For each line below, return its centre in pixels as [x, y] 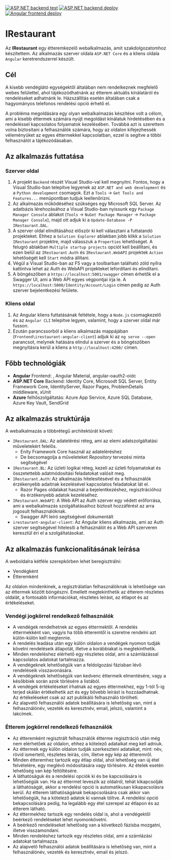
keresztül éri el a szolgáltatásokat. [48, 533]
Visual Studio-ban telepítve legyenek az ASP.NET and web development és [89, 187]
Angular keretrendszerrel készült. [40, 59]
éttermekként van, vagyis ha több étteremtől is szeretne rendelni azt [84, 633]
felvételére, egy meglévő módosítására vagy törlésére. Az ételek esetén [88, 765]
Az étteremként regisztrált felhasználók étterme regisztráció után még [86, 738]
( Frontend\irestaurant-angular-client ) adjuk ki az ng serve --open [84, 336]
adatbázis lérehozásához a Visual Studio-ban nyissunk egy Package [83, 209]
